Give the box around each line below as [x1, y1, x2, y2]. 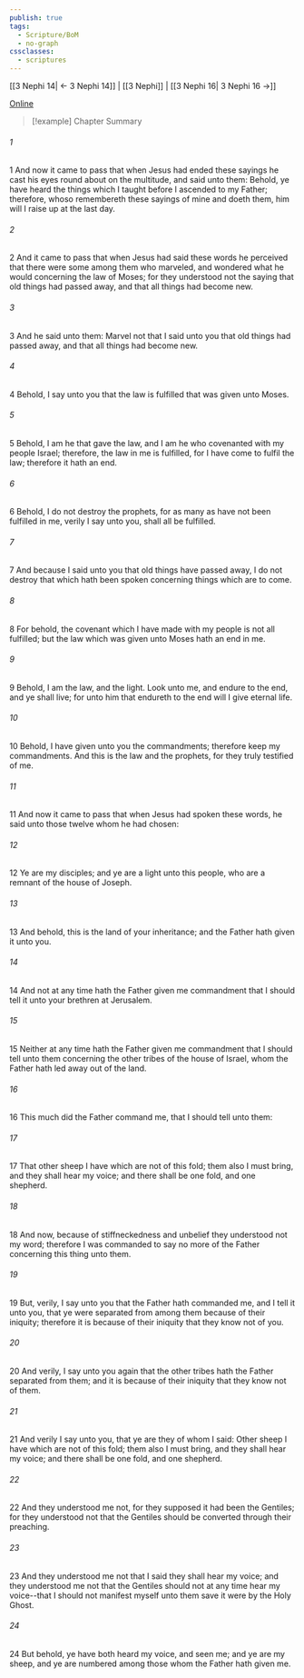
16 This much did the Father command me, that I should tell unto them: [9, 1112, 273, 1123]
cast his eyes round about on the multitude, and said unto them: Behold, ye [9, 175, 290, 185]
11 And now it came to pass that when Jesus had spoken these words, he [9, 809, 283, 820]
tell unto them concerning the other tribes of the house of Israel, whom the [9, 1054, 289, 1064]
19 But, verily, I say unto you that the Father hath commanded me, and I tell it [9, 1297, 296, 1308]
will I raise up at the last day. [9, 204, 116, 215]
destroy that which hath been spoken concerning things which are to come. [9, 574, 292, 585]
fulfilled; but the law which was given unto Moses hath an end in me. [9, 633, 266, 644]
